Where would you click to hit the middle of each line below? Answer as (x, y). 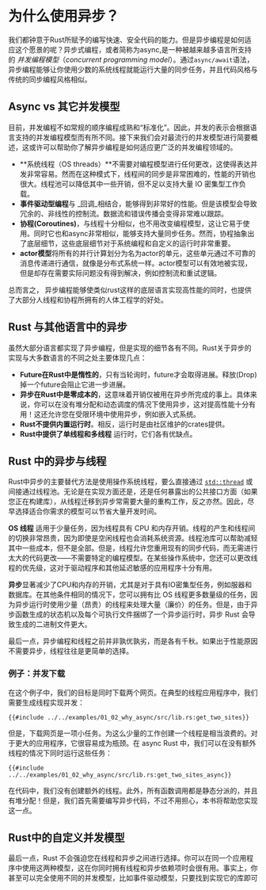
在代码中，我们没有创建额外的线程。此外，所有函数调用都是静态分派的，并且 (133, 790)
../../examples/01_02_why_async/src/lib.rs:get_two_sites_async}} (120, 775)
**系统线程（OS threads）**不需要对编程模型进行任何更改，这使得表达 (135, 164)
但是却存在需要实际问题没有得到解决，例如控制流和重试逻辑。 (120, 273)
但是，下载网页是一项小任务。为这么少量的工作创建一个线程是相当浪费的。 (129, 733)
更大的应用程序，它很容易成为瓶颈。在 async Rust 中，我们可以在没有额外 (135, 743)
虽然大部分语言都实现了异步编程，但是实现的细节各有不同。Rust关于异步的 (130, 348)
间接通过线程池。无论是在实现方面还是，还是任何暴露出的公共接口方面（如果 (133, 491)
